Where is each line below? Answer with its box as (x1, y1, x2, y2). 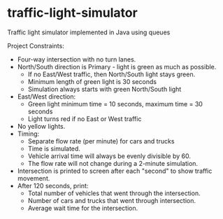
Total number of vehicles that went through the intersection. (27, 189, 201, 197)
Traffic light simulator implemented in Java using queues (7, 28, 171, 36)
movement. (17, 174, 50, 183)
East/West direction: (17, 92, 76, 101)
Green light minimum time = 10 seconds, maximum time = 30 (27, 99, 203, 108)
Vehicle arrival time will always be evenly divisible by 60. (27, 152, 191, 160)
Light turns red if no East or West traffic (27, 114, 142, 123)
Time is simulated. (27, 144, 80, 153)
